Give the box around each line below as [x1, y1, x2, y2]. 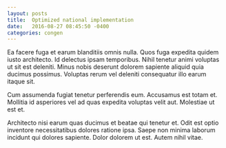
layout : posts [7, 10, 48, 17]
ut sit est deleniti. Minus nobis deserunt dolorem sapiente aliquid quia [7, 63, 205, 71]
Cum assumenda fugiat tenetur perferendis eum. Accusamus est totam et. [7, 91, 218, 99]
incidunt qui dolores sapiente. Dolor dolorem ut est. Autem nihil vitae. [7, 134, 203, 142]
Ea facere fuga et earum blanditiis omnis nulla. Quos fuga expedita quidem [7, 48, 219, 56]
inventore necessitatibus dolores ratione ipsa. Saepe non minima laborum [7, 126, 216, 134]
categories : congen [7, 29, 63, 36]
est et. [7, 105, 25, 114]
